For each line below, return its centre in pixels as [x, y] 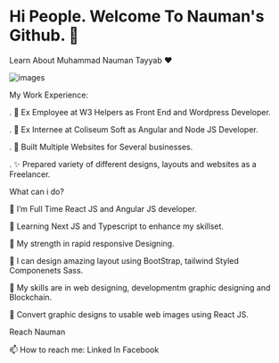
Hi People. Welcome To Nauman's [137, 17]
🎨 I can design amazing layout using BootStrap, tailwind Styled [124, 260]
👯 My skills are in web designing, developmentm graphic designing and [140, 287]
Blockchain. [31, 297]
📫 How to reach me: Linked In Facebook [84, 350]
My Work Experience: [49, 95]
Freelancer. [30, 174]
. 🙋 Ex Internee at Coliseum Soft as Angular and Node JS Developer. [134, 129]
